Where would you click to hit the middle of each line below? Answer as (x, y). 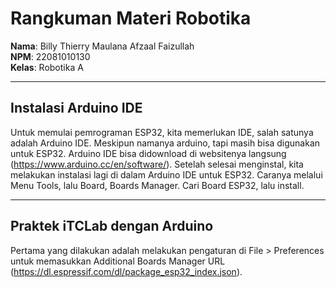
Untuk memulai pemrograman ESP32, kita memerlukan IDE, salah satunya (162, 132)
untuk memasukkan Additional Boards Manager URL (118, 261)
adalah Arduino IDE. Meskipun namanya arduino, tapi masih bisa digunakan (165, 143)
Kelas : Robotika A (47, 67)
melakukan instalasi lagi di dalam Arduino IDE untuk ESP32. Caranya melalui (166, 174)
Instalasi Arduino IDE (76, 108)
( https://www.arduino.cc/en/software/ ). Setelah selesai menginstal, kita (157, 164)
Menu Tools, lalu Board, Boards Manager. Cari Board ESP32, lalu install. (157, 185)
